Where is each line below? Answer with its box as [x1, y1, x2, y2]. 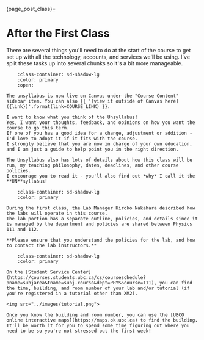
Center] [71, 269, 92, 275]
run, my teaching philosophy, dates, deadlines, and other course [6, 162, 179, 168]
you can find [159, 280, 192, 286]
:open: [17, 82, 34, 88]
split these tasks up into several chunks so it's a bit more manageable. [6, 59, 183, 67]
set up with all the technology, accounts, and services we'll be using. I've [6, 53, 191, 60]
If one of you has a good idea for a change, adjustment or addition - [6, 130, 192, 136]
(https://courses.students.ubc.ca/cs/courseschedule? [6, 274, 147, 280]
